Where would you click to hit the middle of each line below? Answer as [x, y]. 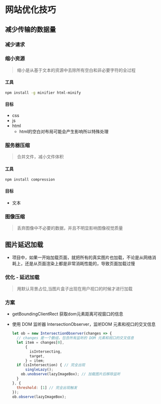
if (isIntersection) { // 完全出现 [51, 365]
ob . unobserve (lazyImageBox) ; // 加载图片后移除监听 [71, 374]
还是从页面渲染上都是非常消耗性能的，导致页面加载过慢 [80, 263]
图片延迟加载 [24, 245]
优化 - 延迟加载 [22, 277]
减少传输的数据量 [30, 29]
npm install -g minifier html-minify [43, 93]
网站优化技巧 [31, 10]
